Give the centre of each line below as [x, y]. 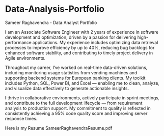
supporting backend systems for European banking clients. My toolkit [75, 78]
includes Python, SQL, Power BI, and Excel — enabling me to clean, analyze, [82, 83]
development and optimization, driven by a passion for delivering [71, 37]
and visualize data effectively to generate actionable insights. [67, 88]
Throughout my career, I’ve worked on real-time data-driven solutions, [76, 68]
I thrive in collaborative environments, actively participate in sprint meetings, [82, 98]
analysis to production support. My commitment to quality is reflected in [78, 108]
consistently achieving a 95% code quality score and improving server [76, 113]
